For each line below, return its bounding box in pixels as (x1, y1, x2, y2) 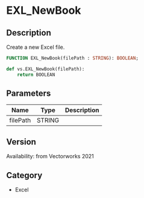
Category (6, 170, 43, 181)
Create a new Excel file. (6, 43, 65, 51)
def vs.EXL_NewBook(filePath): (6, 66, 85, 72)
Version (6, 137, 36, 147)
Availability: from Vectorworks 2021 (6, 153, 95, 160)
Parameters (6, 88, 51, 99)
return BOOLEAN (17, 72, 55, 78)
